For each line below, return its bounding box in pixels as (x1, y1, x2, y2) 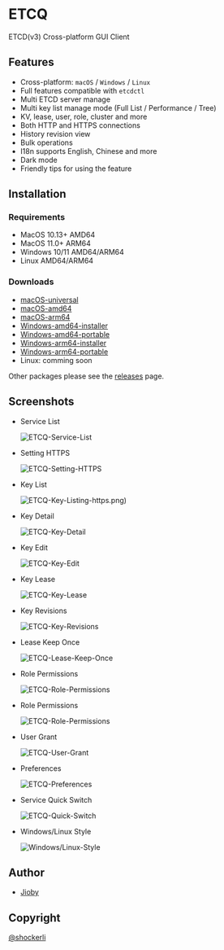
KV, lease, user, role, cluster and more (19, 112, 148, 121)
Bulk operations (19, 138, 73, 147)
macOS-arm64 (19, 312, 71, 322)
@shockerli (8, 933, 46, 943)
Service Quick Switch (19, 795, 93, 804)
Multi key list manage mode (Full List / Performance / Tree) (19, 103, 217, 112)
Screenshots (8, 395, 75, 409)
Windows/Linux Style (19, 826, 92, 836)
